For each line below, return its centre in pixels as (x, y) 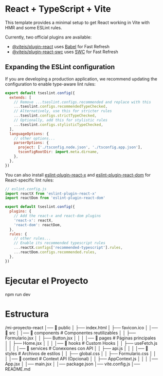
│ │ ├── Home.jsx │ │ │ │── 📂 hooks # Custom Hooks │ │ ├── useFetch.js (81, 343)
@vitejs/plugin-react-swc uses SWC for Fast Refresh (65, 52)
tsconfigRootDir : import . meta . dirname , (58, 152)
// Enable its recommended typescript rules (60, 243)
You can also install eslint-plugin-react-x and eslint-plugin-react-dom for (78, 175)
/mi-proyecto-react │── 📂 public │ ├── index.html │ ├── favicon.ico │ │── (81, 327)
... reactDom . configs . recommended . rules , (55, 252)
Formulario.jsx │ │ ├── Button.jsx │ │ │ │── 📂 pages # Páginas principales (81, 338)
